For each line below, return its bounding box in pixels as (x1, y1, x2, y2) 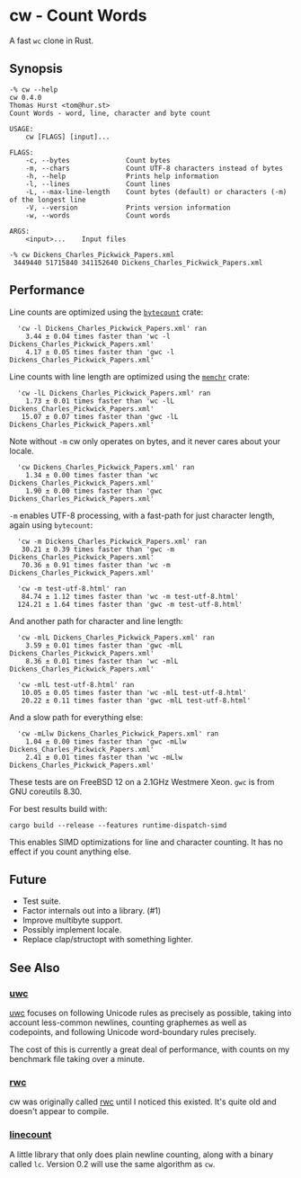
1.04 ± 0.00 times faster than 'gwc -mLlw (25, 736, 187, 746)
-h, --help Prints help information (25, 172, 219, 181)
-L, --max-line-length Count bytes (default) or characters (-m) (25, 187, 288, 196)
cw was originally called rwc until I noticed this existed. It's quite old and (9, 1096, 277, 1107)
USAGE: (9, 124, 34, 133)
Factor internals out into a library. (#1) (22, 906, 162, 916)
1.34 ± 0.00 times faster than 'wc (25, 470, 159, 479)
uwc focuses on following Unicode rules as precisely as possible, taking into (9, 1008, 292, 1019)
